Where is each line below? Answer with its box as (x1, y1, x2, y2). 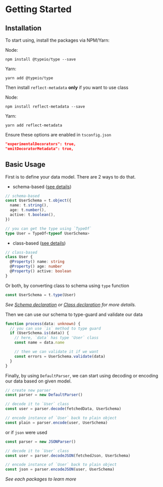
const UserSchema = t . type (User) (5, 292, 76, 297)
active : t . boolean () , (10, 212, 56, 218)
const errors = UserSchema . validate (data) (14, 354, 106, 359)
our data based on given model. (5, 378, 72, 384)
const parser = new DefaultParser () (5, 392, 83, 398)
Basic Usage (5, 160, 46, 169)
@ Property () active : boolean (10, 269, 72, 274)
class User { (5, 255, 33, 260)
